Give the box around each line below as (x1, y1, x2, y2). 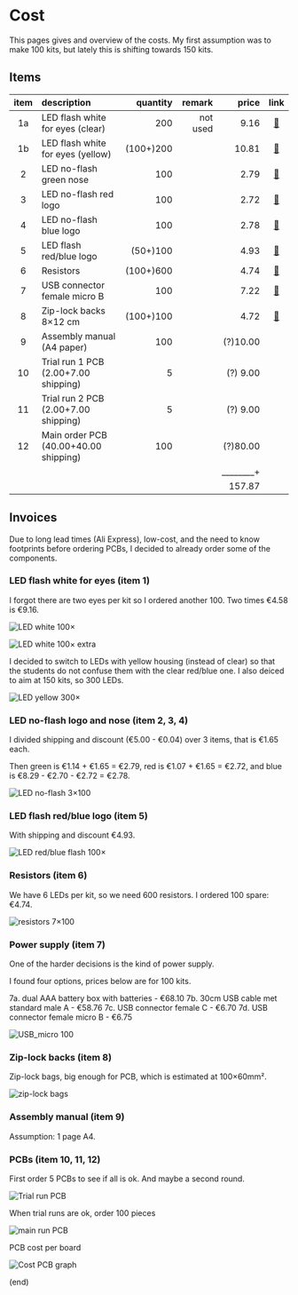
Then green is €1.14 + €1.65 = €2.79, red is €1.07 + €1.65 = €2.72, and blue (9, 761, 282, 772)
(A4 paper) (41, 341, 88, 354)
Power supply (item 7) (9, 938, 106, 950)
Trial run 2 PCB (41, 392, 105, 404)
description (41, 96, 91, 108)
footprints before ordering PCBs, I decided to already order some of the (9, 543, 271, 553)
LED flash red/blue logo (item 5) (9, 810, 148, 822)
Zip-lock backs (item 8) (9, 1051, 113, 1063)
